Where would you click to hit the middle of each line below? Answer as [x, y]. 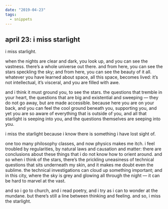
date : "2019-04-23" [25, 10]
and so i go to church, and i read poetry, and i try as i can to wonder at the [81, 190]
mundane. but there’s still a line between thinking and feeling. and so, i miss [83, 196]
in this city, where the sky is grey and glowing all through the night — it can [82, 175]
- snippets [21, 19]
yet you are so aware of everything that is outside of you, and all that [76, 114]
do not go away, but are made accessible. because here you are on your [80, 103]
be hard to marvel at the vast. [35, 181]
